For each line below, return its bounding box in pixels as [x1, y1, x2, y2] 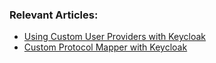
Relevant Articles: [9, 8, 99, 22]
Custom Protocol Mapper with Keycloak [23, 41, 188, 53]
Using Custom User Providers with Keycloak [23, 31, 207, 43]
